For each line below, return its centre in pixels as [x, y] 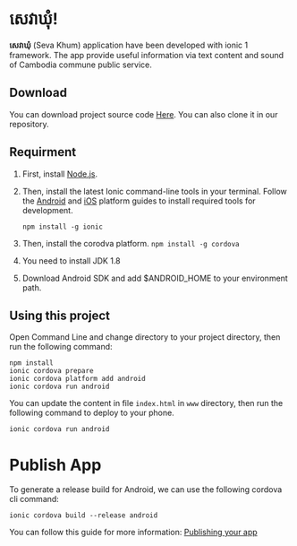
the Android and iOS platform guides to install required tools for [139, 201]
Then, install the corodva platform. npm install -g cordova [131, 243]
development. [47, 210]
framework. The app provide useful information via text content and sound [147, 55]
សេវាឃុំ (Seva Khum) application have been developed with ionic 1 [129, 45]
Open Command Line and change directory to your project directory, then [145, 337]
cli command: [34, 499]
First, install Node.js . [60, 174]
